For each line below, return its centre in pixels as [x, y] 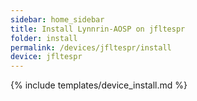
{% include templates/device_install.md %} [99, 85]
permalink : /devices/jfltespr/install [91, 47]
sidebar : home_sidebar [57, 19]
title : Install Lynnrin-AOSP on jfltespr [98, 29]
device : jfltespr [46, 57]
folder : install [44, 38]
